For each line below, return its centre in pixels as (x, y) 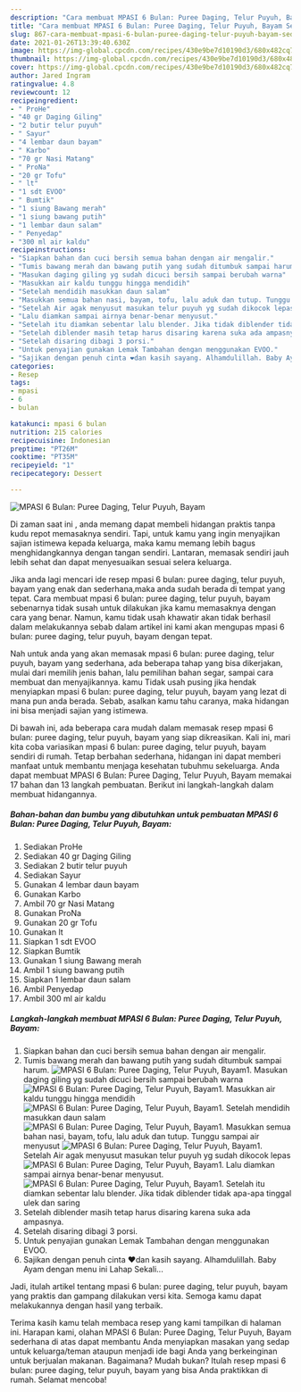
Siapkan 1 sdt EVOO (59, 941)
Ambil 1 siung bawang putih (74, 970)
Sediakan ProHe (53, 846)
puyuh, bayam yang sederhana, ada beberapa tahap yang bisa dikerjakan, (147, 663)
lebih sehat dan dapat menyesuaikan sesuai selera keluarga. (121, 562)
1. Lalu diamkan (247, 1164)
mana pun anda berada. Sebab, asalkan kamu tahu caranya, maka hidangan (150, 701)
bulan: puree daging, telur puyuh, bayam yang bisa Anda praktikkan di (139, 1370)
